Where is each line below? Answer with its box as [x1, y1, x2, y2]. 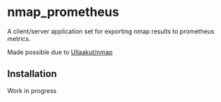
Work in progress [7, 86, 57, 94]
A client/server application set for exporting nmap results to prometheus [7, 27, 215, 35]
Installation [7, 68, 57, 80]
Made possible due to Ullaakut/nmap [7, 48, 113, 56]
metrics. [7, 34, 31, 42]
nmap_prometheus [7, 4, 120, 20]
